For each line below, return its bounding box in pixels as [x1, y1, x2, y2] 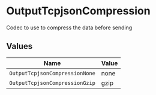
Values [6, 41, 33, 51]
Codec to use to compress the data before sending [6, 24, 133, 31]
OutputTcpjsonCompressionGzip [9, 79, 96, 86]
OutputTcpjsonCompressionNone [9, 70, 96, 76]
